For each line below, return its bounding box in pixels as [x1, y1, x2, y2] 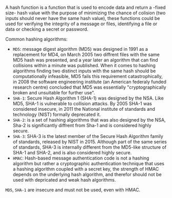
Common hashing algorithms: [5, 36, 68, 42]
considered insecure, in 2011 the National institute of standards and [12, 106, 156, 112]
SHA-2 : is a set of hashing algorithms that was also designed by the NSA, [12, 117, 166, 123]
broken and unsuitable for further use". [12, 90, 95, 95]
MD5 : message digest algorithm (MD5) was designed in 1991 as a [12, 46, 148, 52]
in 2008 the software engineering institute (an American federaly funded [12, 79, 167, 85]
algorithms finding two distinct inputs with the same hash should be [12, 68, 156, 74]
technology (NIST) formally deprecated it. [12, 111, 101, 117]
